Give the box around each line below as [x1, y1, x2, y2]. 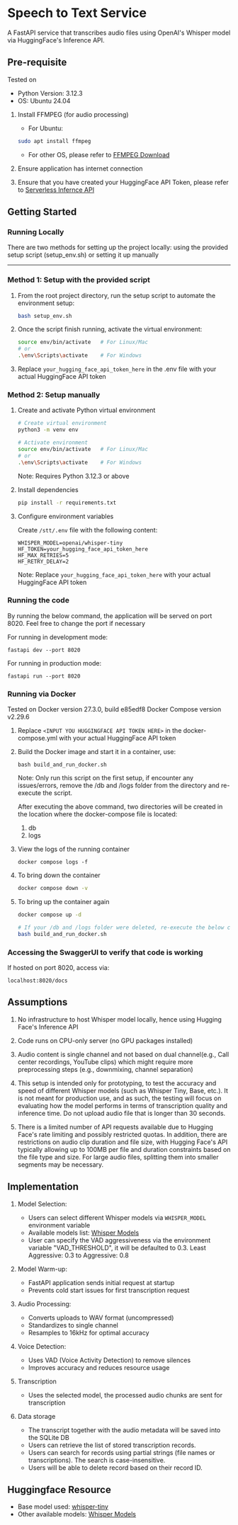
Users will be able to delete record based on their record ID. [28, 1463, 203, 1472]
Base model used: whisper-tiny [17, 1502, 108, 1511]
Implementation [7, 1181, 79, 1193]
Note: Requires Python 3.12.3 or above [17, 472, 130, 480]
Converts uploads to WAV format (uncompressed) [28, 1313, 174, 1322]
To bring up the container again [17, 898, 110, 906]
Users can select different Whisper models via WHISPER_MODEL [28, 1213, 207, 1222]
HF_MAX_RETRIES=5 [17, 552, 69, 559]
